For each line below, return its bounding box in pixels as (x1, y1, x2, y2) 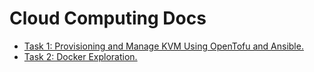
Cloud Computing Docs (9, 7, 207, 30)
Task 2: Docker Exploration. (23, 50, 138, 62)
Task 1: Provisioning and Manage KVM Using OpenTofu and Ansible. (23, 40, 304, 52)
